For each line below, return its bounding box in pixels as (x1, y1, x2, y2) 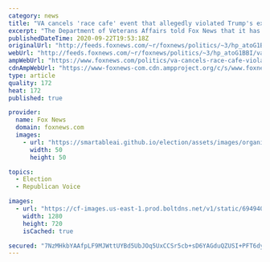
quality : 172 (8, 79, 52, 87)
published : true (8, 94, 63, 102)
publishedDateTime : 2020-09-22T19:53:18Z (8, 34, 149, 43)
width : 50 (29, 145, 63, 154)
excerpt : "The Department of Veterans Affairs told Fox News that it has (8, 27, 261, 35)
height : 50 (29, 154, 67, 162)
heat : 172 (8, 86, 42, 95)
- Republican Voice (15, 182, 81, 191)
